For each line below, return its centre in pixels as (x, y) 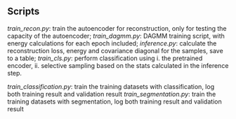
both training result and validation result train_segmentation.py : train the (112, 94)
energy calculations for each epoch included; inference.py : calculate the (112, 43)
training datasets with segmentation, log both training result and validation (115, 101)
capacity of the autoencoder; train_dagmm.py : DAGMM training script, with (116, 36)
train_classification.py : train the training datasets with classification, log (111, 86)
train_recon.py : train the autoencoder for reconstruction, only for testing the (117, 28)
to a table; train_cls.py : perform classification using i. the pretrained (105, 58)
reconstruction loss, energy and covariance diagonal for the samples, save (115, 50)
